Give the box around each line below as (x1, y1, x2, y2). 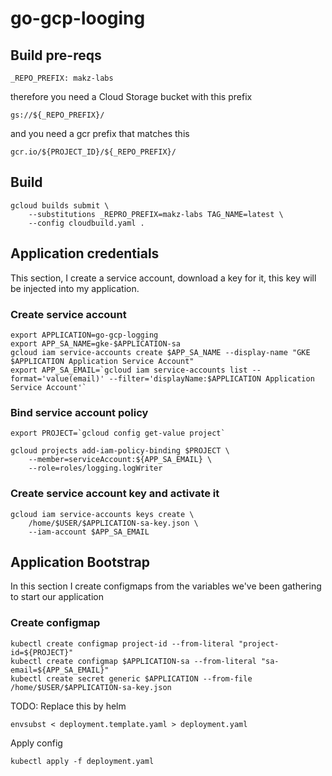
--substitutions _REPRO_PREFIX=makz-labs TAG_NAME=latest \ (28, 209, 284, 219)
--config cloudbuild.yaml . (28, 218, 145, 228)
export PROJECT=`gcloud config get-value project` (10, 428, 226, 439)
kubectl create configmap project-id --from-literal (10, 638, 235, 649)
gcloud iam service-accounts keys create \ (10, 509, 195, 519)
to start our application (10, 591, 104, 603)
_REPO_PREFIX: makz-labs (10, 73, 114, 83)
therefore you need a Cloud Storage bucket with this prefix (10, 91, 253, 102)
